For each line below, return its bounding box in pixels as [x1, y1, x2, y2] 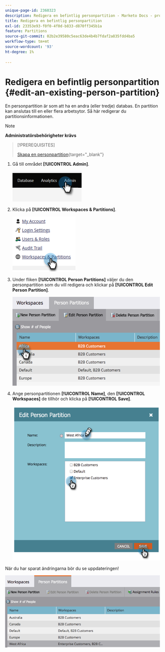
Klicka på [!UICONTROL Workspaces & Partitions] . [12, 207, 116, 212]
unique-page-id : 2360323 [5, 8, 56, 13]
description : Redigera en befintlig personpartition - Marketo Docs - [5, 13, 153, 18]
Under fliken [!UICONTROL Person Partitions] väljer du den [12, 277, 134, 283]
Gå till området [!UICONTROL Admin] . [12, 161, 89, 167]
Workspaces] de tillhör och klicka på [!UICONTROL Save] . [12, 396, 132, 402]
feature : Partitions [5, 29, 48, 34]
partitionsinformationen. [5, 114, 54, 119]
